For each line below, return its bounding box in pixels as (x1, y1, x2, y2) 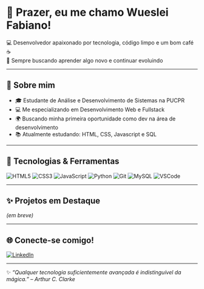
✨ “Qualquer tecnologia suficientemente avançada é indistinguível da (6, 269, 182, 276)
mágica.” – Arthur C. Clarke (6, 276, 76, 283)
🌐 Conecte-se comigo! (6, 235, 94, 245)
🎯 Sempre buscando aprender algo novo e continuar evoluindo (6, 57, 163, 64)
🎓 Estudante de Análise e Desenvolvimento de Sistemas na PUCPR (15, 97, 185, 104)
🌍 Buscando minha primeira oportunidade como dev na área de (15, 115, 176, 122)
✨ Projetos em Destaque (6, 195, 100, 206)
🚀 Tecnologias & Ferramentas (6, 156, 120, 167)
